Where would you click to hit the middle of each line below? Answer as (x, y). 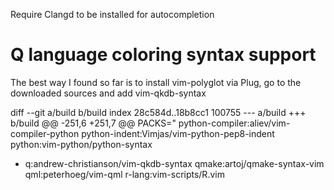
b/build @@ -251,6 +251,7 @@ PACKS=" (93, 123)
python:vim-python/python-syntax (81, 144)
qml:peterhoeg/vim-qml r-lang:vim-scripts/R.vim (124, 174)
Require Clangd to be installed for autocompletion (112, 14)
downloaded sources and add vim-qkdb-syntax (108, 93)
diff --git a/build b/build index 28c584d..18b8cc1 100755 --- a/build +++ (158, 112)
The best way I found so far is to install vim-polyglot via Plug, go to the (156, 82)
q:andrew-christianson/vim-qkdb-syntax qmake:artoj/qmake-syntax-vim (174, 163)
